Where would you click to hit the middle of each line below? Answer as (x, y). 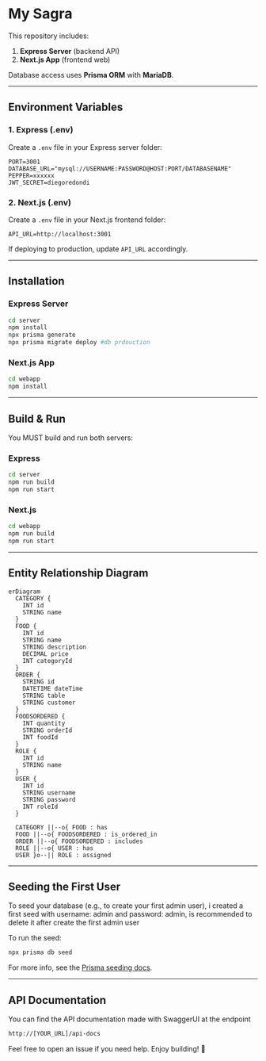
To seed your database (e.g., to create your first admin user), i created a (126, 906)
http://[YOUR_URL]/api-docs (55, 1034)
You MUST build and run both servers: (70, 438)
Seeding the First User (65, 887)
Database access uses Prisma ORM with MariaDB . (91, 75)
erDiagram (25, 592)
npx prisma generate (42, 335)
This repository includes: (49, 36)
